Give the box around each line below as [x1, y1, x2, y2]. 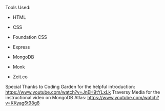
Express [12, 44, 30, 50]
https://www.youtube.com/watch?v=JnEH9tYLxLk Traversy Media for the [5, 89, 160, 95]
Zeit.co [12, 74, 28, 80]
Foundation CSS [12, 34, 47, 40]
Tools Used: [5, 5, 31, 10]
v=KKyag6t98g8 [5, 100, 40, 106]
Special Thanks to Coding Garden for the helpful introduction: [5, 84, 135, 90]
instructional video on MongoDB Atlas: [5, 95, 87, 100]
